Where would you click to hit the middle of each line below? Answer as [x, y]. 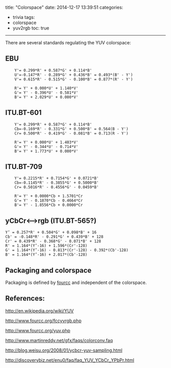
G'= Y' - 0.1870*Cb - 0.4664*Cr [49, 201]
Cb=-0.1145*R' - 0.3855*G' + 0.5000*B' [57, 183]
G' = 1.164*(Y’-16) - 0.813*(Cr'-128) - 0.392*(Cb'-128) [67, 250]
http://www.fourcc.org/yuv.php [38, 330]
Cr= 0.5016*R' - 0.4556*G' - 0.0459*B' [57, 187]
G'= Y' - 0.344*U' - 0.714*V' [47, 147]
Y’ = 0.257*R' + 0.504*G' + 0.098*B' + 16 [51, 233]
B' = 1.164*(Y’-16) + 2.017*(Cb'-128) [46, 255]
